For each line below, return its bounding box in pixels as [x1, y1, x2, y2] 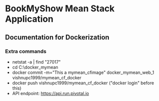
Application [5, 13, 53, 25]
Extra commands [5, 48, 47, 55]
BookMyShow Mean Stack [5, 3, 115, 14]
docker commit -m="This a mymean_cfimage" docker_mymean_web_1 [12, 69, 155, 75]
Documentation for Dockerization [5, 33, 109, 41]
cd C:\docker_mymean [12, 64, 58, 70]
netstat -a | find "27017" [12, 59, 61, 65]
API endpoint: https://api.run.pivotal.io [12, 90, 89, 96]
